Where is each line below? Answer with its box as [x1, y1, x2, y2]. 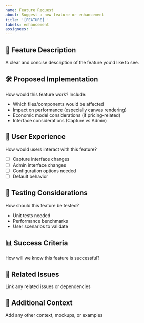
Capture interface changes [12, 156, 70, 162]
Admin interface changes [12, 162, 67, 168]
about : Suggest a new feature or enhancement [5, 12, 104, 17]
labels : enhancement [5, 22, 50, 27]
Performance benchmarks [12, 218, 68, 224]
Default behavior [12, 173, 48, 180]
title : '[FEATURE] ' [5, 17, 50, 22]
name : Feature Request [5, 7, 54, 13]
